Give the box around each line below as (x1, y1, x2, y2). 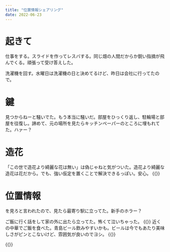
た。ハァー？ (5, 127, 32, 133)
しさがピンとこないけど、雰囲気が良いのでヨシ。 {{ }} (5, 231, 116, 237)
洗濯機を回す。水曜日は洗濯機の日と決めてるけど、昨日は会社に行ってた (5, 70, 155, 77)
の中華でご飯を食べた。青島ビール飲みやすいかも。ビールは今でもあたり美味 (5, 225, 165, 231)
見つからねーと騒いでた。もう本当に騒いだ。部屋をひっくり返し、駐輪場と (5, 114, 160, 120)
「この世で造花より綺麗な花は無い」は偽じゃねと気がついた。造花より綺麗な (5, 164, 165, 170)
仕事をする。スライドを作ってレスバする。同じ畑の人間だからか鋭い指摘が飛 (5, 53, 165, 59)
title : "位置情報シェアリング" (5, 7, 64, 13)
